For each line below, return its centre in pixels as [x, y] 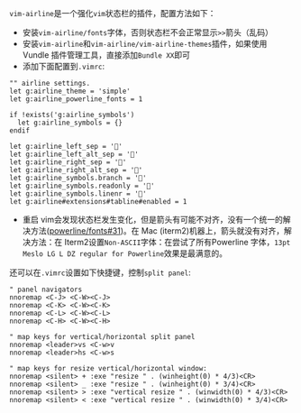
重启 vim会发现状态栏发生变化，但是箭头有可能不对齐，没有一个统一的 [153, 220]
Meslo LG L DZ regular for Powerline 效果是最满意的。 [125, 253]
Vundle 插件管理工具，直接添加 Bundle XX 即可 [106, 55]
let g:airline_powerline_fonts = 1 [76, 99]
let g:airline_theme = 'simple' [70, 91]
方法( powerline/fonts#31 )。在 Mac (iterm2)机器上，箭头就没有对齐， [157, 231]
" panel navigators [46, 289]
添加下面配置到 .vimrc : [64, 66]
